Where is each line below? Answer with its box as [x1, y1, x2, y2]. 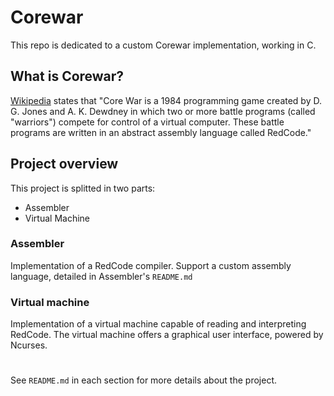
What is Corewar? [10, 68, 125, 85]
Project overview [10, 156, 119, 173]
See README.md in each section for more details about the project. [10, 374, 277, 386]
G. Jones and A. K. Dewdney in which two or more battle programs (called [10, 105, 316, 117]
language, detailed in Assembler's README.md [10, 270, 193, 282]
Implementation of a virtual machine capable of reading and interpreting [10, 318, 307, 330]
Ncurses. [10, 339, 48, 351]
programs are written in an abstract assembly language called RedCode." [10, 126, 312, 138]
